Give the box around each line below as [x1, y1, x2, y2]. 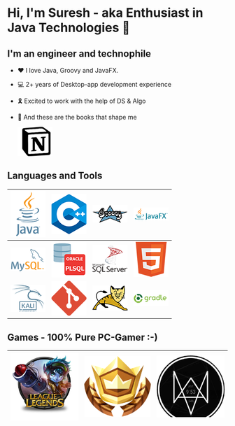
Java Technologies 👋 [7, 20, 131, 36]
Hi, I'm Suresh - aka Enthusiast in [7, 5, 204, 21]
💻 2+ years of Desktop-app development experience [17, 80, 172, 88]
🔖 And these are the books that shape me [17, 113, 138, 121]
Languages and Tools [7, 170, 103, 182]
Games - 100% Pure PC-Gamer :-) [7, 331, 158, 343]
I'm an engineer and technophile [7, 48, 152, 59]
